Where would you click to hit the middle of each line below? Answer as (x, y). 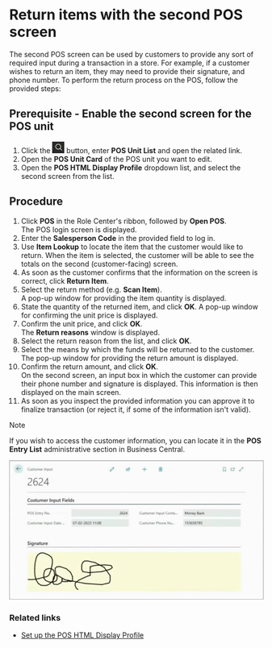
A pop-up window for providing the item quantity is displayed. (123, 298)
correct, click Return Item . (65, 280)
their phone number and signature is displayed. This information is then (139, 384)
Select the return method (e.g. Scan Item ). (91, 289)
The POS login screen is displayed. (79, 229)
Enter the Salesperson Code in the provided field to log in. (118, 238)
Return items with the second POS (126, 15)
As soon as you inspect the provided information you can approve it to (138, 401)
